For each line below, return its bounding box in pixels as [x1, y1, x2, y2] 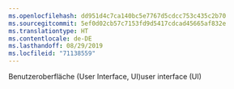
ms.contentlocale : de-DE [8, 34, 92, 43]
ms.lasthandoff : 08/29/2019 [8, 42, 104, 50]
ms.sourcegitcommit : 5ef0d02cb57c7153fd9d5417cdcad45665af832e [8, 19, 227, 28]
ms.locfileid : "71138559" [8, 49, 96, 57]
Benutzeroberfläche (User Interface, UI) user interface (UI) [8, 72, 202, 81]
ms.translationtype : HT [8, 27, 89, 35]
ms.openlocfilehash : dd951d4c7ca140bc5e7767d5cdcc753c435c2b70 [8, 11, 227, 20]
